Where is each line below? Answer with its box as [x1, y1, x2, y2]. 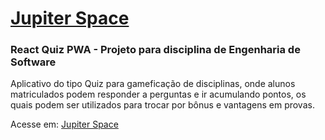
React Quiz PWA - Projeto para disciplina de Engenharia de [10, 43, 301, 57]
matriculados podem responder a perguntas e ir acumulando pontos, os [10, 88, 307, 101]
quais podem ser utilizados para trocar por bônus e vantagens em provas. [10, 99, 315, 111]
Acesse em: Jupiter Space [10, 118, 119, 131]
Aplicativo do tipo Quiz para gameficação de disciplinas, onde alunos [10, 78, 296, 90]
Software [10, 55, 57, 69]
